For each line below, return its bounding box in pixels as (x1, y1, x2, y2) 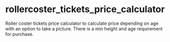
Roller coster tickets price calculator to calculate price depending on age (5, 20, 159, 26)
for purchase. (5, 31, 34, 37)
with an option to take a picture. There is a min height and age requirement (5, 25, 163, 31)
